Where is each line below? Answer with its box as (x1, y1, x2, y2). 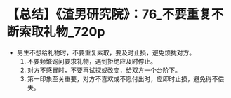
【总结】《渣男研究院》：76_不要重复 (6, 6, 212, 22)
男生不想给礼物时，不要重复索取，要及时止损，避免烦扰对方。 (16, 48, 196, 57)
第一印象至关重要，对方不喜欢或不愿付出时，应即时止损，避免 (27, 74, 206, 83)
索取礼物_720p (19, 24, 105, 40)
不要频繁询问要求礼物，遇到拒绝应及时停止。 (27, 57, 157, 65)
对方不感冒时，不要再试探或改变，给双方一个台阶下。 (27, 66, 182, 74)
